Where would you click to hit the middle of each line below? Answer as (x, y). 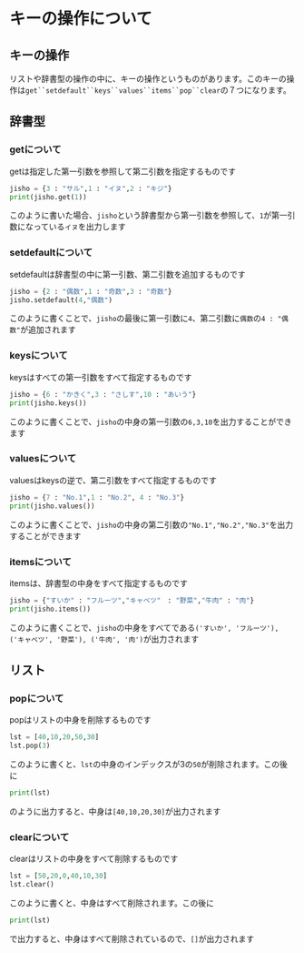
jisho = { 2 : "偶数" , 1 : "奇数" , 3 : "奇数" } (91, 291)
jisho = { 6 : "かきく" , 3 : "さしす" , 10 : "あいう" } (103, 394)
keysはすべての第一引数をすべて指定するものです (101, 377)
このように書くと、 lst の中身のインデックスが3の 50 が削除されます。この (145, 765)
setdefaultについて (51, 253)
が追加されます (49, 329)
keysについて (39, 356)
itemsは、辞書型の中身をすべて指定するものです (99, 583)
